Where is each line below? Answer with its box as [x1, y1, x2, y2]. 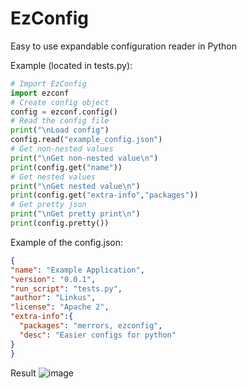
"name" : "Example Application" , [10, 265, 145, 275]
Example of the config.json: [10, 236, 124, 248]
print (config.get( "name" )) [10, 162, 123, 172]
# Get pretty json [10, 200, 87, 210]
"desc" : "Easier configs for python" [19, 330, 177, 340]
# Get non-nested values [10, 144, 114, 154]
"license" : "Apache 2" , [10, 302, 110, 312]
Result [10, 367, 37, 379]
